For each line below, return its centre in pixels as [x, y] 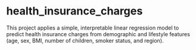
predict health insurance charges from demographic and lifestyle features [98, 34]
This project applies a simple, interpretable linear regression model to [93, 28]
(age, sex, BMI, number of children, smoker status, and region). [85, 40]
